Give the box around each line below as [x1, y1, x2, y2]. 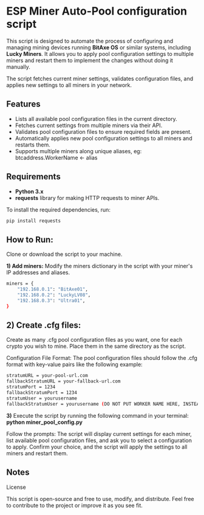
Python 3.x [15, 187, 44, 195]
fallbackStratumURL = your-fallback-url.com [6, 378, 121, 384]
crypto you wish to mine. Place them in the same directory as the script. [6, 342, 186, 350]
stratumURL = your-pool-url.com [6, 373, 88, 379]
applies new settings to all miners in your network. [6, 81, 132, 89]
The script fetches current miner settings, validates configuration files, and [6, 75, 194, 82]
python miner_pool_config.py [6, 418, 83, 426]
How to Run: [6, 234, 53, 244]
